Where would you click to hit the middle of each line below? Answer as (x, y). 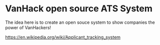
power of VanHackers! (28, 27)
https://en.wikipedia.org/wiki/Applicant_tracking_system (63, 37)
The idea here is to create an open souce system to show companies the (80, 22)
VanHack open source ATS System (79, 9)
